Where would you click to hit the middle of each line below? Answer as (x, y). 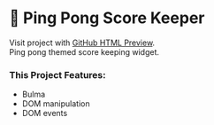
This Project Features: (57, 74)
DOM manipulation (56, 104)
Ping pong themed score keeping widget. (84, 51)
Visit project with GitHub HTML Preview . (82, 43)
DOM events (45, 113)
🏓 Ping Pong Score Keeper (107, 18)
